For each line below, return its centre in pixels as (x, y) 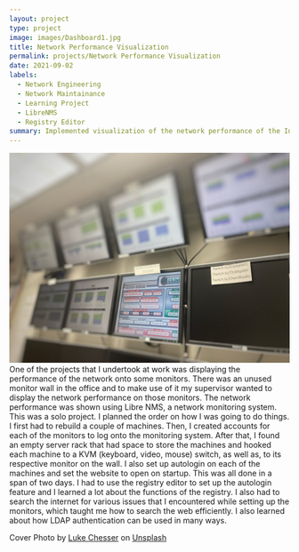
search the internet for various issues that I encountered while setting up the (149, 501)
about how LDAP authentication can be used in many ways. (118, 521)
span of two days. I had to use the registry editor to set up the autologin (141, 483)
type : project (36, 28)
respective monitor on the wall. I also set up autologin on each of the (135, 464)
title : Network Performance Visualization (89, 47)
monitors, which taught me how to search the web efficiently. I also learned (147, 511)
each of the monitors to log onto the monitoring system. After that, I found (145, 436)
